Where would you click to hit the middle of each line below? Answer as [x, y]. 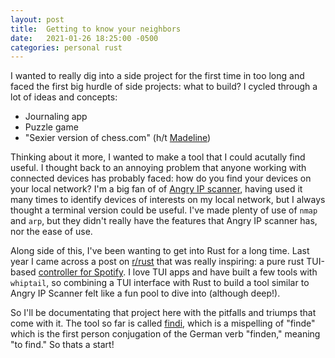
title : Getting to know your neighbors [96, 29]
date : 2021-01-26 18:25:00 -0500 [84, 38]
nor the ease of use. [51, 232]
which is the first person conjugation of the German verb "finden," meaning [165, 334]
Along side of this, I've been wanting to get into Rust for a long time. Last [160, 251]
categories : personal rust [66, 47]
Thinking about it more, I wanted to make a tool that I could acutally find [158, 157]
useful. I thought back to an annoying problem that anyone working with [158, 168]
